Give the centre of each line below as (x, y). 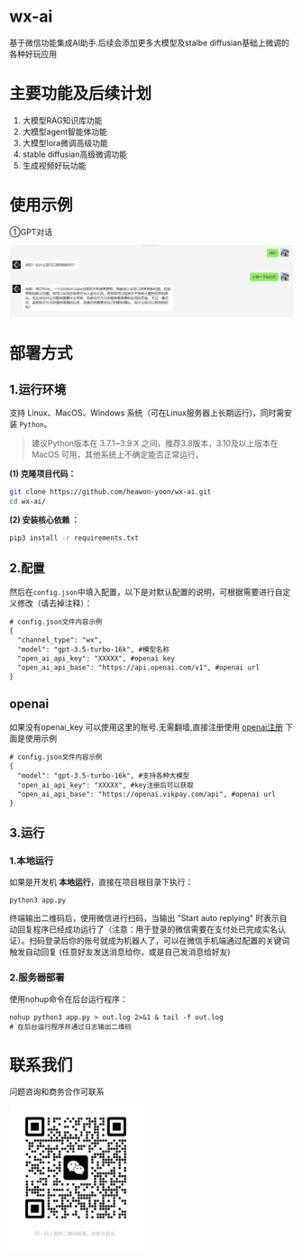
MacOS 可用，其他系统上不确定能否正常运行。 (117, 455)
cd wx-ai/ (28, 502)
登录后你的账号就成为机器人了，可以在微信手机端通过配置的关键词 (167, 941)
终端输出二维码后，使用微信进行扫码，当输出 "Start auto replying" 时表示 (144, 918)
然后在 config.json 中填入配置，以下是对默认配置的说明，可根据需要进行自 (146, 591)
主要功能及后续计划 (81, 94)
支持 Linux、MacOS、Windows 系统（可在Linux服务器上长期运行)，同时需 (147, 413)
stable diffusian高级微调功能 (75, 154)
